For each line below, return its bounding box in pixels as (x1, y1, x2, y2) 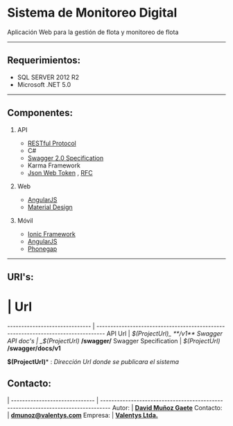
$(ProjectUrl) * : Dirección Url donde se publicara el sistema (7, 357, 179, 366)
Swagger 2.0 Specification (27, 154, 104, 162)
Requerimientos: (7, 54, 81, 67)
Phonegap (27, 245, 58, 253)
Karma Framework (27, 161, 81, 170)
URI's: (7, 271, 34, 283)
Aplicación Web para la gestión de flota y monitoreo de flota (7, 28, 179, 36)
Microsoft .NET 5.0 (17, 80, 71, 88)
